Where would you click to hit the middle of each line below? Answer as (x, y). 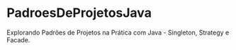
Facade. (18, 39)
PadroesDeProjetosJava (79, 13)
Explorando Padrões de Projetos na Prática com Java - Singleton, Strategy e (118, 32)
